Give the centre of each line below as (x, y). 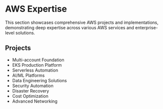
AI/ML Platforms (28, 75)
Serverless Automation (35, 70)
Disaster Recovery (31, 91)
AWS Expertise (36, 9)
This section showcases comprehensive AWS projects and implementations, (82, 22)
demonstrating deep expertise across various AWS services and (70, 27)
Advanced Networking (35, 101)
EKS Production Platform (37, 65)
